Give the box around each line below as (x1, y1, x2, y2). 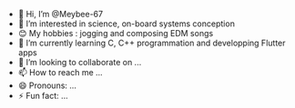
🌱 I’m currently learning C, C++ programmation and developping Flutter (17, 37, 286, 48)
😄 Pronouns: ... (17, 80, 77, 91)
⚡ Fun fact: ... (17, 91, 68, 101)
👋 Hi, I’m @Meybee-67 (17, 9, 103, 19)
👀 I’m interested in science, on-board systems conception (17, 18, 235, 29)
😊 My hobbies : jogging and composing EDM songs (17, 28, 214, 38)
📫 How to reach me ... (17, 67, 103, 77)
